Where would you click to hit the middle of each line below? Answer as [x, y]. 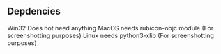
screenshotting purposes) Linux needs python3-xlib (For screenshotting [111, 35]
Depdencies [34, 11]
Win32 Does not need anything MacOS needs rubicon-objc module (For [110, 28]
